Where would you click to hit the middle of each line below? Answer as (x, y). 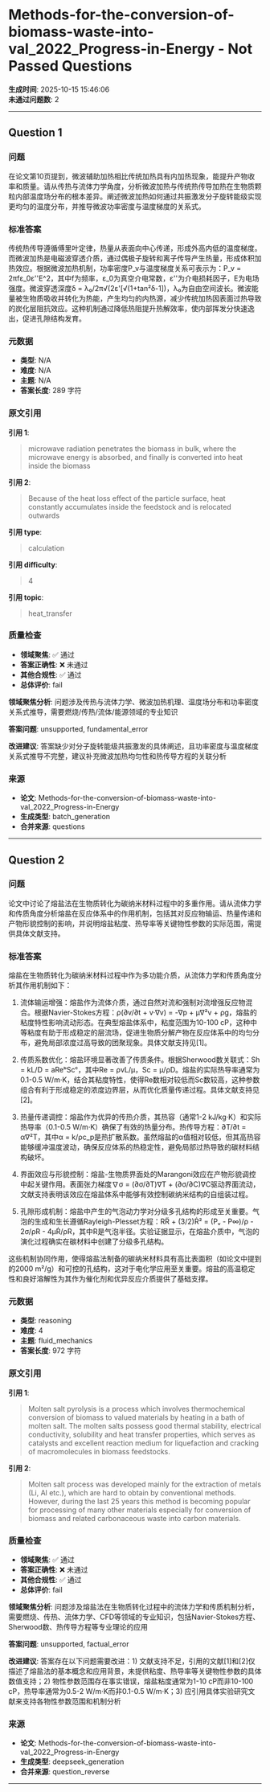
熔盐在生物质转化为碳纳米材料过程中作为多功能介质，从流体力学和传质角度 (131, 975)
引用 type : (25, 531)
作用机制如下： (47, 986)
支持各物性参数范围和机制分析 (72, 1701)
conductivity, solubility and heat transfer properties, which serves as (141, 1434)
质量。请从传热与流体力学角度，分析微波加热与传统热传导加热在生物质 (138, 186)
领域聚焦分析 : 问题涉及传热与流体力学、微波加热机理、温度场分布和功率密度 (133, 702)
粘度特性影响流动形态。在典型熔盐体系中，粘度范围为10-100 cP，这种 (135, 1023)
